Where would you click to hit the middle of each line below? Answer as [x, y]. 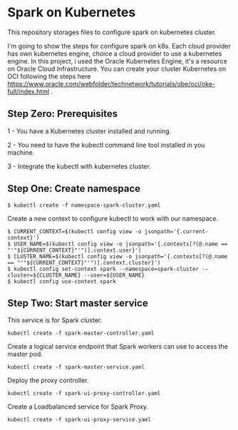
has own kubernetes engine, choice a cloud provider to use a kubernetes [115, 53]
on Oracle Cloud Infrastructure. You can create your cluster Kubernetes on [117, 68]
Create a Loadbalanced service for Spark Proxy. [78, 406]
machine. [21, 152]
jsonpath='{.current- [176, 231]
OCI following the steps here [49, 76]
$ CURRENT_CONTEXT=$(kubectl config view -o [74, 231]
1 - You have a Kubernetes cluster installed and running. [89, 131]
